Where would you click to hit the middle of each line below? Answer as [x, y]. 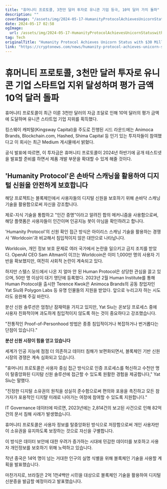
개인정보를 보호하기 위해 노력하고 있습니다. [51, 448]
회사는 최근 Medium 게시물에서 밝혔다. [57, 142]
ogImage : [14, 28]
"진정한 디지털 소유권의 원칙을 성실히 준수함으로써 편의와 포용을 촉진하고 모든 [80, 391]
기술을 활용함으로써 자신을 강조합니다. [42, 204]
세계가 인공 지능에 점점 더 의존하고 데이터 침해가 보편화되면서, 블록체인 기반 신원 [83, 351]
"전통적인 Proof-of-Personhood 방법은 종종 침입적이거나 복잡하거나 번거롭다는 [82, 324]
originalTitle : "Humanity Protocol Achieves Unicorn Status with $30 [79, 42]
